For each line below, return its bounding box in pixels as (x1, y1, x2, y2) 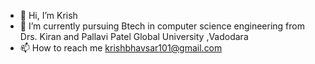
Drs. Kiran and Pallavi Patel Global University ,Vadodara (19, 31, 249, 42)
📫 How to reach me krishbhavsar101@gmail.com (19, 42, 223, 54)
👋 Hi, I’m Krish (19, 10, 78, 21)
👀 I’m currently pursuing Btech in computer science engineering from (19, 20, 305, 32)
